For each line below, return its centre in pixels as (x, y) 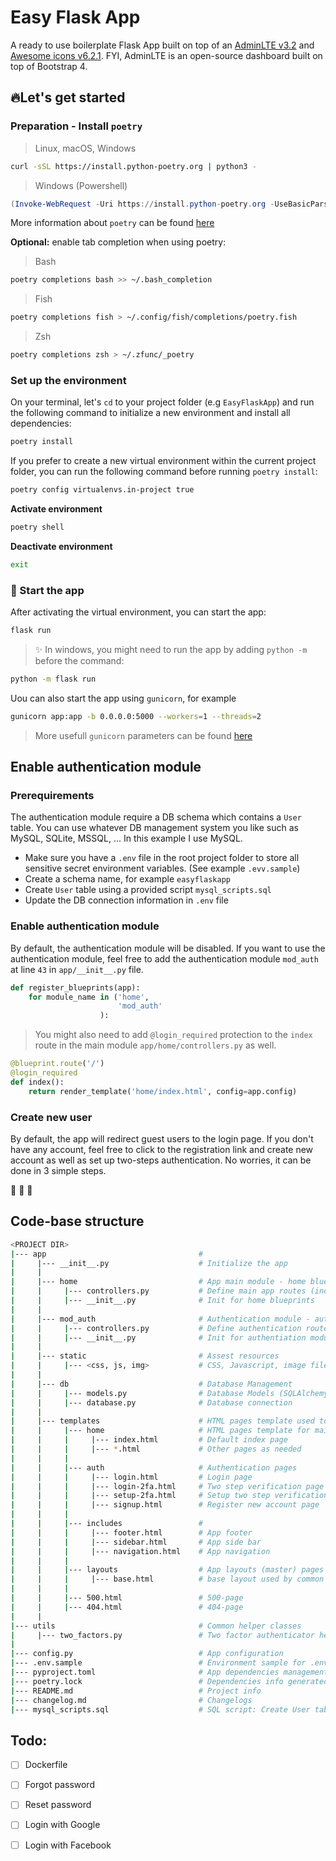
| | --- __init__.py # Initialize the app (149, 1263)
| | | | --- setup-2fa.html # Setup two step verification (169, 1496)
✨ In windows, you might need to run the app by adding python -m (171, 649)
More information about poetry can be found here (112, 223)
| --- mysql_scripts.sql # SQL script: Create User (160, 1709)
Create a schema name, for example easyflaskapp (127, 879)
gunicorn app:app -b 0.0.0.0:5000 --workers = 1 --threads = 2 (136, 716)
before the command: (79, 660)
